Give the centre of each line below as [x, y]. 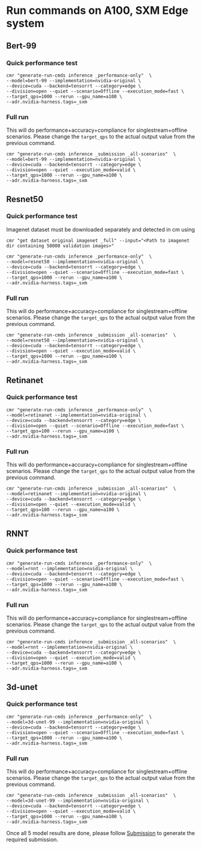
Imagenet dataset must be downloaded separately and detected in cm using [101, 229]
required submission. [32, 840]
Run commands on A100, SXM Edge [97, 11]
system [25, 23]
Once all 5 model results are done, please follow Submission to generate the [101, 833]
